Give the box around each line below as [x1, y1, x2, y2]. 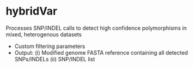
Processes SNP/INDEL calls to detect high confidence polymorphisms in [5, 24, 187, 32]
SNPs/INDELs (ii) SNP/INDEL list [14, 55, 95, 63]
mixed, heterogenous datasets [5, 30, 82, 38]
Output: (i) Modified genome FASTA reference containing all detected [14, 49, 189, 56]
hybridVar [5, 4, 58, 18]
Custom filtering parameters [14, 42, 86, 50]
